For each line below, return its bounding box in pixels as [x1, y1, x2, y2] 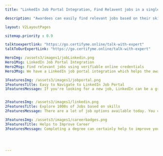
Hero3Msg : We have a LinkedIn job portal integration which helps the [5, 69, 151, 74]
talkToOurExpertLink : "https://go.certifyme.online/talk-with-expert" [5, 47, 151, 51]
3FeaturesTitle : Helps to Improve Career [5, 122, 90, 126]
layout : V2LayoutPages [5, 25, 51, 30]
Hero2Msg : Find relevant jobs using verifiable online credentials [5, 64, 145, 69]
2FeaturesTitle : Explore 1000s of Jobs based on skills [5, 104, 120, 109]
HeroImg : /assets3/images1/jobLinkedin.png [5, 55, 95, 61]
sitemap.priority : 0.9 [5, 33, 53, 38]
